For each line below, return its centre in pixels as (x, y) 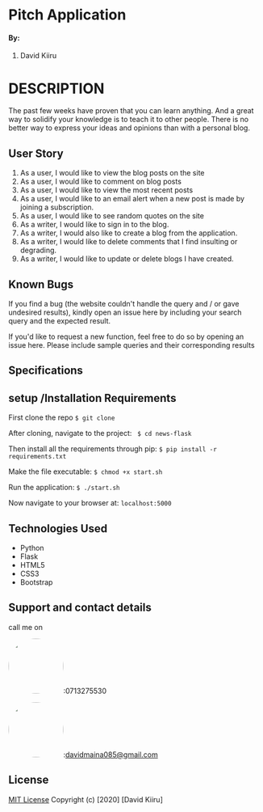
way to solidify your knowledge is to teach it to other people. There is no (128, 120)
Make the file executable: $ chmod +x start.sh (86, 472)
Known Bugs (41, 284)
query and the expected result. (60, 320)
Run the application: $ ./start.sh (64, 488)
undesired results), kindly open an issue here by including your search (125, 312)
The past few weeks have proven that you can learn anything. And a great (131, 111)
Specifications (46, 371)
